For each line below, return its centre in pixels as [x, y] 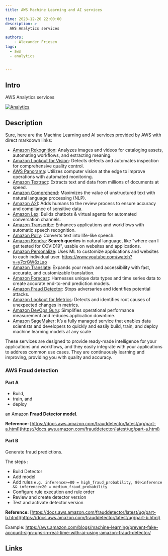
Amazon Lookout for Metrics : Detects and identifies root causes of [81, 300]
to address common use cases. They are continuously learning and [75, 352]
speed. [20, 188]
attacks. [21, 294]
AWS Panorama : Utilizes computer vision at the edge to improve [79, 171]
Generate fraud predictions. [34, 452]
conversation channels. [37, 220]
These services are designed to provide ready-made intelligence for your [81, 341]
